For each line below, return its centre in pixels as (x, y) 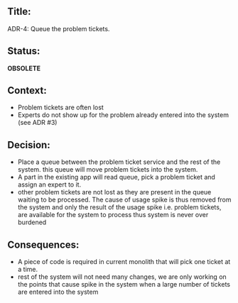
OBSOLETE (24, 68)
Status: (24, 51)
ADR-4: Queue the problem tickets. (59, 28)
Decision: (29, 145)
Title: (19, 12)
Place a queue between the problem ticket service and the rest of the (119, 162)
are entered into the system (58, 292)
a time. (28, 270)
